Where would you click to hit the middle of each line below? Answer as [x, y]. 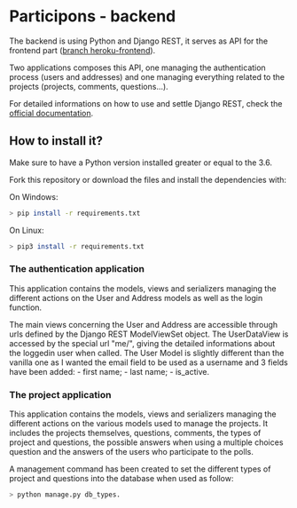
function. [26, 307]
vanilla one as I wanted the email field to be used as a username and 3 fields [148, 362]
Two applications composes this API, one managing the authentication [137, 67]
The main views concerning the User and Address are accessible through [144, 324]
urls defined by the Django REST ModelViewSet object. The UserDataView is [149, 334]
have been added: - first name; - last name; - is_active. [109, 371]
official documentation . [51, 113]
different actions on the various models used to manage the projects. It [139, 424]
